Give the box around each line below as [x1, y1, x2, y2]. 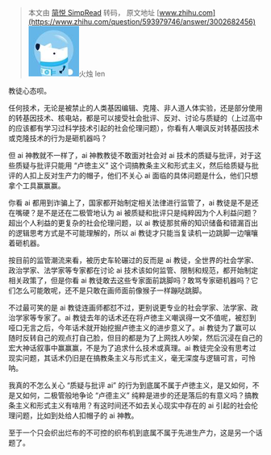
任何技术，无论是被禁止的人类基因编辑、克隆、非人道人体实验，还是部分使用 [8, 103, 263, 112]
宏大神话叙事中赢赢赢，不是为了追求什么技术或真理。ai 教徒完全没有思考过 [8, 343, 256, 353]
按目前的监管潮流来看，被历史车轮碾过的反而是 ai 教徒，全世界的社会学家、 [8, 256, 259, 265]
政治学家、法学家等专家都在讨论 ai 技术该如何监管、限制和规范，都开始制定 [8, 265, 259, 275]
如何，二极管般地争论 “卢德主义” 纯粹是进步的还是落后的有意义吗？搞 [22, 390, 252, 400]
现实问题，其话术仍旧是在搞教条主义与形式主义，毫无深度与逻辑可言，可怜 [8, 353, 256, 362]
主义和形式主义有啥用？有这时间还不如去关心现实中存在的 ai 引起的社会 [15, 401, 252, 410]
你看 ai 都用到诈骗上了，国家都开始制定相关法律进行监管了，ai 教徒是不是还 [8, 198, 260, 207]
